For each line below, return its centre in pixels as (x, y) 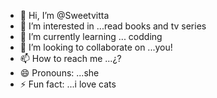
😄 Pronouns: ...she (59, 73)
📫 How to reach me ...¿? (70, 58)
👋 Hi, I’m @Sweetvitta (64, 15)
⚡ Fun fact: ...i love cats (68, 84)
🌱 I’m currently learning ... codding (91, 36)
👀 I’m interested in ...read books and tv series (113, 26)
